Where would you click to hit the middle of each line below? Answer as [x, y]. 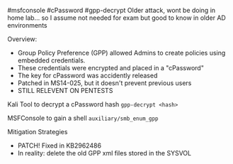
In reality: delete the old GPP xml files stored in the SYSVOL [104, 153]
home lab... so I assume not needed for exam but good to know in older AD [117, 18]
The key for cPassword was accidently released [87, 75]
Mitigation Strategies [38, 132]
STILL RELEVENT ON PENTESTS [65, 91]
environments [27, 25]
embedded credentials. [51, 60]
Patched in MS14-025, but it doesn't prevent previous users [104, 83]
